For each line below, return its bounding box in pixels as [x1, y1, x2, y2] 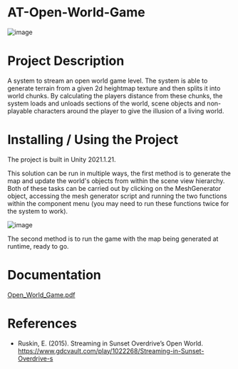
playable [7, 106, 33, 115]
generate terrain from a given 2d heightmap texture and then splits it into [7, 83, 221, 93]
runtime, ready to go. [7, 241, 69, 250]
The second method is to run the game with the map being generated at [7, 234, 219, 243]
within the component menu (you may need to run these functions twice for [7, 199, 229, 207]
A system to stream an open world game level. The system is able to [7, 76, 208, 85]
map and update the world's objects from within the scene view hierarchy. [7, 176, 225, 185]
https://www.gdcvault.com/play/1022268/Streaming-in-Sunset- [17, 346, 205, 355]
